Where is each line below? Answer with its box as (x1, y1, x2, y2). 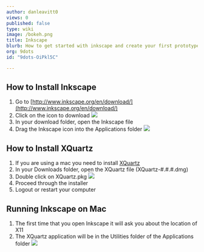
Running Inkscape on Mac (6, 203, 107, 214)
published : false (6, 20, 50, 26)
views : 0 (6, 15, 29, 21)
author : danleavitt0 (6, 9, 59, 15)
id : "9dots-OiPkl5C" (6, 54, 59, 60)
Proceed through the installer (15, 180, 89, 187)
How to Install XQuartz (6, 143, 93, 153)
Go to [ (15, 98, 33, 105)
